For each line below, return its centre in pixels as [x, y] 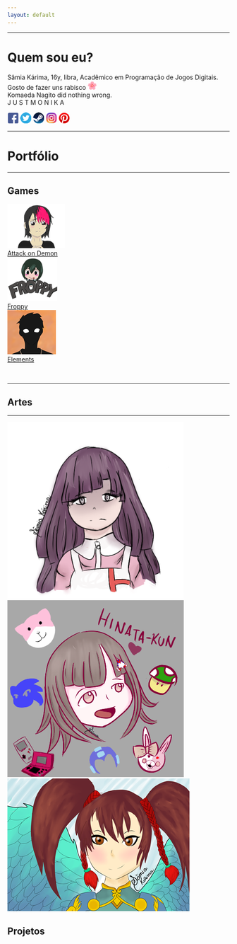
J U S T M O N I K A [36, 102]
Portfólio [33, 156]
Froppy [18, 306]
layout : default [31, 15]
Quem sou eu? [50, 57]
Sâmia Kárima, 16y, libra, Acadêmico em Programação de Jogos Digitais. [113, 77]
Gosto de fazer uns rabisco [47, 87]
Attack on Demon [32, 253]
